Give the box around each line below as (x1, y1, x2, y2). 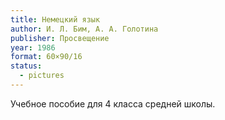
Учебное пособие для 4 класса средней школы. (10, 97, 216, 110)
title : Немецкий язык (10, 14, 101, 25)
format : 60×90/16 (10, 52, 83, 62)
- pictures (19, 71, 65, 81)
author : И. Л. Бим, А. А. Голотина (10, 24, 159, 34)
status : (10, 61, 43, 71)
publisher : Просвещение (10, 33, 110, 43)
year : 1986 (10, 42, 56, 53)
